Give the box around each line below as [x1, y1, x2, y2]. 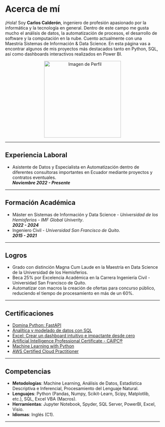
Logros [5, 251, 27, 259]
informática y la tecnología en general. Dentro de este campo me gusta [5, 25, 149, 30]
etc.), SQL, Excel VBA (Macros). [12, 396, 77, 401]
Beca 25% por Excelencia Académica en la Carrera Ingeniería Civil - [12, 275, 150, 281]
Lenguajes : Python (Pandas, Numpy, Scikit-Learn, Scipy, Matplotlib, [12, 391, 150, 397]
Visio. [12, 406, 24, 412]
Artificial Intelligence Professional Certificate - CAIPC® [12, 338, 123, 344]
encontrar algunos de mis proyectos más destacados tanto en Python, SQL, [5, 46, 158, 52]
